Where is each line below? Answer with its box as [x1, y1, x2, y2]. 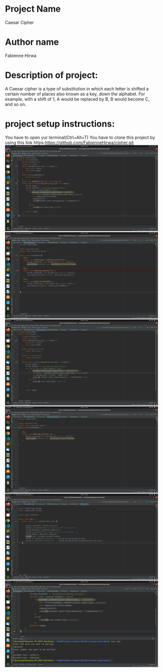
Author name [5, 36, 59, 48]
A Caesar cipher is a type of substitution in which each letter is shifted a [5, 86, 149, 91]
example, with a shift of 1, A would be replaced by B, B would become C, [5, 96, 150, 102]
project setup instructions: [5, 118, 115, 129]
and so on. [5, 101, 27, 107]
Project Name [5, 3, 61, 15]
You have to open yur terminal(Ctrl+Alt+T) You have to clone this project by [5, 134, 155, 140]
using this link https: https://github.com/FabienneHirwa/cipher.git [5, 140, 134, 145]
